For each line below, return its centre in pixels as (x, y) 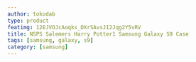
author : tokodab (31, 14)
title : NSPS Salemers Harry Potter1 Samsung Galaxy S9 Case (98, 34)
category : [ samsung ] (38, 47)
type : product (28, 21)
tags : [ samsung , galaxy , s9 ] (50, 41)
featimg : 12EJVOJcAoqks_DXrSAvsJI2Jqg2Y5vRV (74, 27)
